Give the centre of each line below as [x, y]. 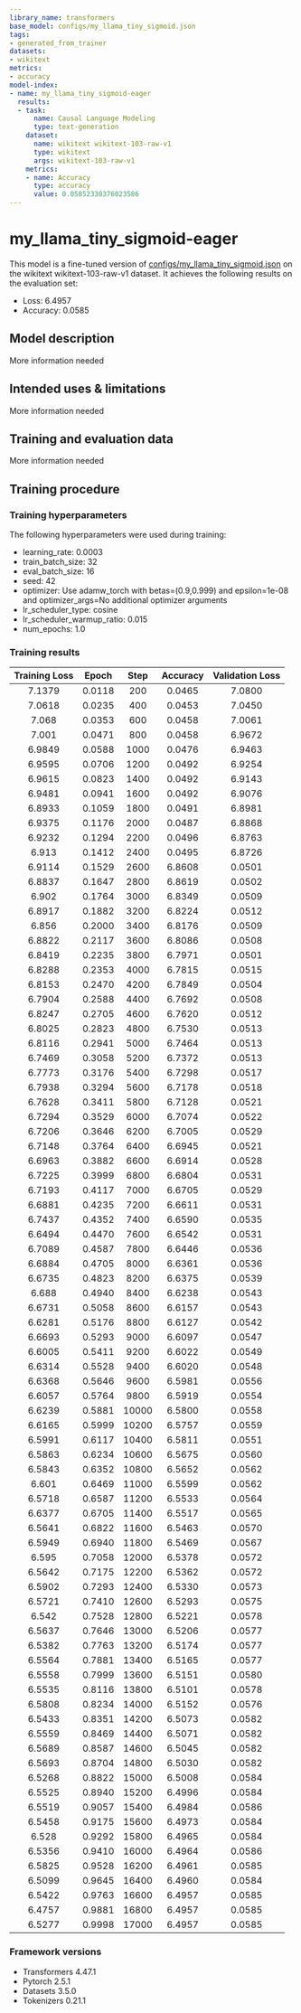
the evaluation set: [44, 283]
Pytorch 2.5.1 [46, 1981]
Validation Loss [246, 676]
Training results [45, 652]
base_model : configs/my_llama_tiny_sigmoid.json [103, 26]
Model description [62, 339]
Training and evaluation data [91, 439]
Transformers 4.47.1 [59, 1971]
